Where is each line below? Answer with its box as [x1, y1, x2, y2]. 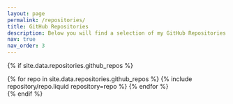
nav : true [7, 36, 36, 43]
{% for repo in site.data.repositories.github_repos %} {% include [7, 75, 193, 83]
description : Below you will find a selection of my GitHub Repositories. [7, 29, 230, 37]
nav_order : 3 [7, 42, 45, 49]
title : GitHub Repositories [7, 23, 89, 30]
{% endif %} [7, 89, 43, 98]
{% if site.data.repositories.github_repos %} [7, 62, 134, 69]
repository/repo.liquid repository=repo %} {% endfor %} [7, 83, 169, 90]
